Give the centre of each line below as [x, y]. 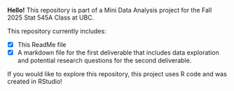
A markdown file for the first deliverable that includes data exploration [118, 52]
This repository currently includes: [57, 31]
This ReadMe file [42, 44]
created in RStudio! [35, 82]
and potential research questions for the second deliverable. [104, 61]
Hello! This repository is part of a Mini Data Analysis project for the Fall [110, 10]
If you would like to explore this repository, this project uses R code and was [117, 74]
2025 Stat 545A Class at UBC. [51, 17]
